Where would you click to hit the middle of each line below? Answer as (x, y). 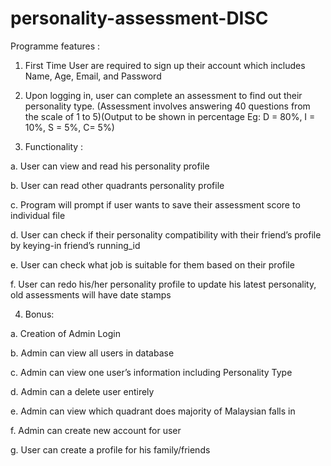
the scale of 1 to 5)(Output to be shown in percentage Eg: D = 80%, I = (170, 116)
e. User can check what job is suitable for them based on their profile (152, 264)
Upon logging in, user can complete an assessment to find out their (163, 95)
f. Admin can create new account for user (96, 430)
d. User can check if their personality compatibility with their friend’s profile (166, 234)
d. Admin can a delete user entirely (82, 391)
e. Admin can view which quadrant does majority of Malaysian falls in (153, 411)
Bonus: (39, 314)
